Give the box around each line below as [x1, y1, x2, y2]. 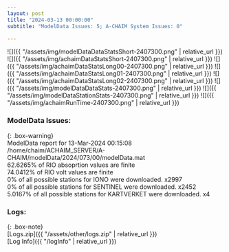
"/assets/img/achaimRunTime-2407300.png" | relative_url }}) [7, 99, 180, 107]
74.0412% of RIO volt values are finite [7, 168, 113, 176]
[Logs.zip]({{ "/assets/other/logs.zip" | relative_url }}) [7, 229, 157, 238]
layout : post [7, 10, 45, 17]
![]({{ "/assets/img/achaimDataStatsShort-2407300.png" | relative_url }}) [7, 55, 213, 63]
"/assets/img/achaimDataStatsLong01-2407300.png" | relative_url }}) [16, 69, 212, 78]
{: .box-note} [7, 222, 43, 231]
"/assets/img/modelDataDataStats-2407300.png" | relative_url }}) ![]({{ [16, 84, 217, 93]
